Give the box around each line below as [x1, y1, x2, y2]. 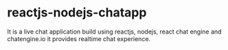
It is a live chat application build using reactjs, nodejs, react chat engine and [7, 27, 222, 36]
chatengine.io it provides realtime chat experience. [7, 34, 151, 42]
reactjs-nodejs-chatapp [7, 5, 147, 21]
